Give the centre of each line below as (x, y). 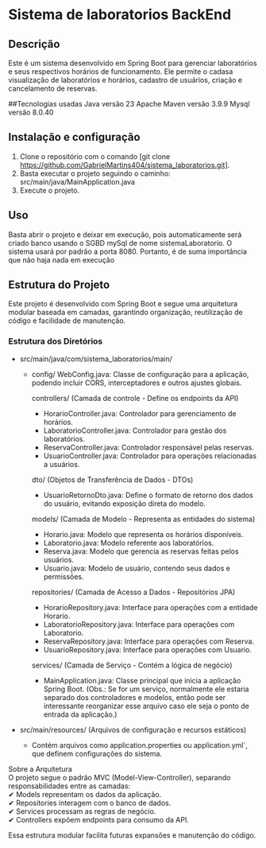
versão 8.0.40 (31, 112)
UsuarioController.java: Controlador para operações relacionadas (150, 456)
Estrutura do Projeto (59, 285)
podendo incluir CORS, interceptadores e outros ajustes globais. (137, 383)
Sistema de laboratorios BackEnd (120, 15)
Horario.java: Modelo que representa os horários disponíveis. (143, 534)
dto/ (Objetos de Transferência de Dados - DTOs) (112, 480)
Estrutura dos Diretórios (56, 341)
